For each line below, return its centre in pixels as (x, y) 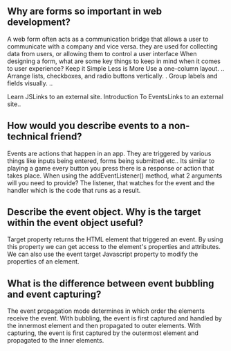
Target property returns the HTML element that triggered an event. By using (115, 239)
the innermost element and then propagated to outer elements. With (104, 326)
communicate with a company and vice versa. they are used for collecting (112, 46)
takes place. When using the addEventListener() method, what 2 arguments (115, 175)
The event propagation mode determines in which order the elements (106, 311)
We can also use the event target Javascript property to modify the (103, 254)
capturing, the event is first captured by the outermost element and (103, 333)
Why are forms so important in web (85, 11)
